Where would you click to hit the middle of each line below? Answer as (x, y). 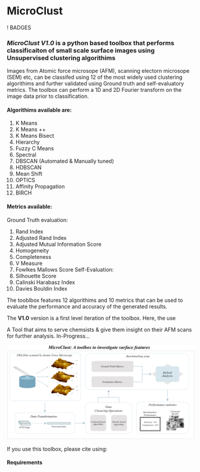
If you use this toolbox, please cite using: (57, 449)
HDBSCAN (28, 168)
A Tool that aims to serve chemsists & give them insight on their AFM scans (99, 329)
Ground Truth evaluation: (37, 220)
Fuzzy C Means (35, 149)
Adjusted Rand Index (41, 237)
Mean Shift (29, 174)
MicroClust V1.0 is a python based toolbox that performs (91, 43)
